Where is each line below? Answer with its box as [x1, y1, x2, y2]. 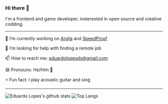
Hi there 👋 [5, 4, 30, 11]
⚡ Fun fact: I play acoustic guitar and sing [5, 77, 90, 83]
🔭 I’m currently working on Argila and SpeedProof [5, 35, 107, 41]
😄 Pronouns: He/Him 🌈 [5, 67, 53, 73]
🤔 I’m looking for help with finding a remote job [5, 45, 101, 51]
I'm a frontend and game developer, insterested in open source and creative [5, 16, 161, 22]
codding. [5, 21, 23, 27]
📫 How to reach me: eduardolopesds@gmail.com [5, 55, 108, 61]
